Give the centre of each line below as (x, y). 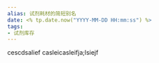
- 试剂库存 (21, 33)
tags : (15, 26)
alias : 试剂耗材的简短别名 (42, 13)
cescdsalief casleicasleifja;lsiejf (53, 53)
